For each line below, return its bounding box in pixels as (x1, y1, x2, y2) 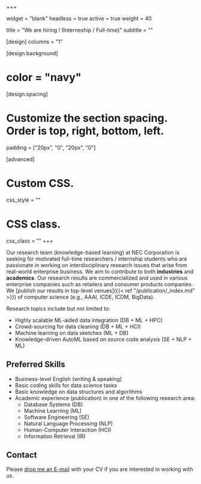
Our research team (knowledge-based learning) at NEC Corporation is (6, 249, 180, 256)
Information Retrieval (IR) (23, 432, 86, 440)
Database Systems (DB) (23, 401, 83, 408)
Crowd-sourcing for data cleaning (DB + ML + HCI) (14, 323, 141, 330)
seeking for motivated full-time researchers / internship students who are (6, 255, 187, 262)
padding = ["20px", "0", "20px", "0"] (6, 144, 96, 151)
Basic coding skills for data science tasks (14, 382, 117, 389)
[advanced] (6, 155, 35, 162)
